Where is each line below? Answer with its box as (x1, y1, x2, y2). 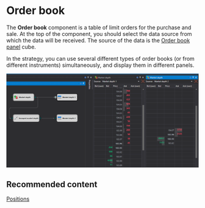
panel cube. (6, 43, 37, 50)
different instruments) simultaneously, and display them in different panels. (6, 61, 195, 69)
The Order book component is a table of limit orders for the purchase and (6, 24, 192, 31)
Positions (6, 195, 30, 203)
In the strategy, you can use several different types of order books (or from (6, 55, 195, 62)
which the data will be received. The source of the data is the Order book (6, 36, 190, 44)
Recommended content (6, 179, 98, 189)
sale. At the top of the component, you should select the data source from (6, 30, 192, 37)
